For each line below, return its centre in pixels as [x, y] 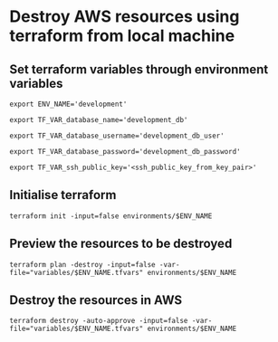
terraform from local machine [122, 36]
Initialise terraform [63, 195]
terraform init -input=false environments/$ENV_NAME [111, 216]
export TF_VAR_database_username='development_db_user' [117, 136]
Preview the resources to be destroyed [121, 244]
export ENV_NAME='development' [68, 104]
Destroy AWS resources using [125, 17]
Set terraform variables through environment [139, 69]
